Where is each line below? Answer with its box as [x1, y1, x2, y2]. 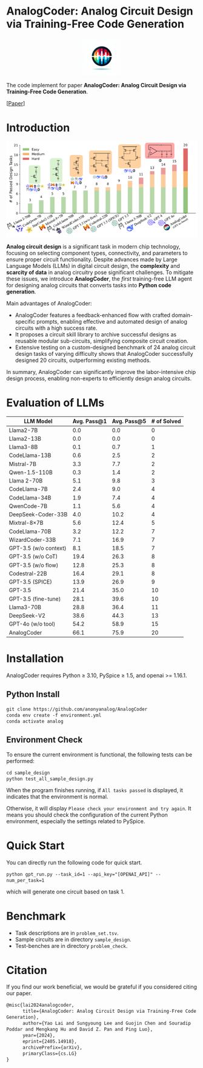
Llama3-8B [8, 444, 38, 451]
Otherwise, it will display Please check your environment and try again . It [6, 804, 192, 812]
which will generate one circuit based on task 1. [6, 888, 125, 895]
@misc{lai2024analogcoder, [6, 1002, 75, 1009]
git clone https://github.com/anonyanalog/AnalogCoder [6, 706, 148, 712]
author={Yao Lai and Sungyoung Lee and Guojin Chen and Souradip [22, 1020, 191, 1027]
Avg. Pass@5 [111, 418, 147, 425]
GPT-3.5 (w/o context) [8, 544, 67, 552]
